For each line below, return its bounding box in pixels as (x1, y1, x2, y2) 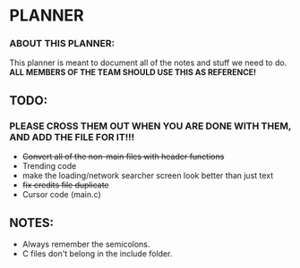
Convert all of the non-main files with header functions (21, 151, 225, 162)
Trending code (21, 161, 77, 172)
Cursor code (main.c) (21, 189, 101, 200)
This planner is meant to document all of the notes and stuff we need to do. (9, 57, 287, 68)
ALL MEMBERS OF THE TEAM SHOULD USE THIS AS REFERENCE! (9, 67, 257, 78)
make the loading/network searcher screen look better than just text (21, 171, 274, 181)
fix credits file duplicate (21, 180, 109, 190)
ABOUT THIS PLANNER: (9, 38, 115, 50)
